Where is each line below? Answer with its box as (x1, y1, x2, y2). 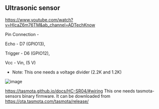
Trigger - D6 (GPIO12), (5, 50, 50, 56)
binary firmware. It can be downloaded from (22, 93, 111, 99)
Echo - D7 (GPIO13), (5, 41, 45, 47)
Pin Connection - (5, 31, 39, 37)
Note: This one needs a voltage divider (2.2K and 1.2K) (12, 69, 122, 75)
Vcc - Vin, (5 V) (5, 59, 36, 65)
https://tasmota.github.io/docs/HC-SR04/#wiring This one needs (5, 88, 135, 94)
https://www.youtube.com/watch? (5, 17, 73, 22)
